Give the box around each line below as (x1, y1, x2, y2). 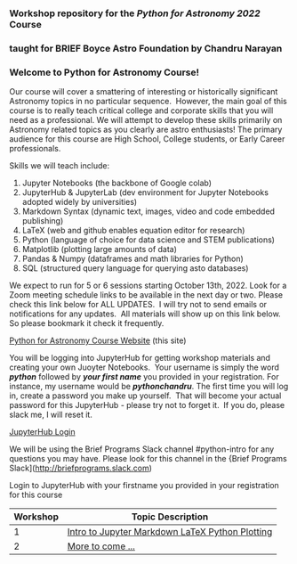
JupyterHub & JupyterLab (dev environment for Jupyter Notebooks (21, 187, 269, 198)
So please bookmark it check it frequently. (9, 318, 165, 329)
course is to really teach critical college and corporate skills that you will (9, 105, 274, 116)
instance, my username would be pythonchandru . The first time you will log (9, 381, 289, 392)
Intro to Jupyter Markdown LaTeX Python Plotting (67, 526, 273, 538)
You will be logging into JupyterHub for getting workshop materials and (9, 353, 271, 364)
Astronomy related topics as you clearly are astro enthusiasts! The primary (9, 124, 283, 135)
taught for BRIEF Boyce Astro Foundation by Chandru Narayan (9, 42, 283, 54)
